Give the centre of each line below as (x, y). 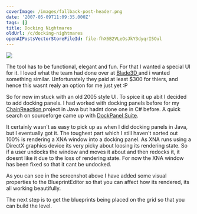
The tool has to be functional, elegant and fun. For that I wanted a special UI (98, 66)
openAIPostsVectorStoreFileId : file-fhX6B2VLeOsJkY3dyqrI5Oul (84, 39)
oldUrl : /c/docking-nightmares (45, 34)
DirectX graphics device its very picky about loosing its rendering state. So (97, 146)
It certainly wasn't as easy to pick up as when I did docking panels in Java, (97, 127)
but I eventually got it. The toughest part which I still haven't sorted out (92, 133)
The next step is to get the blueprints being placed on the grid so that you (96, 200)
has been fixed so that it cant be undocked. (59, 164)
